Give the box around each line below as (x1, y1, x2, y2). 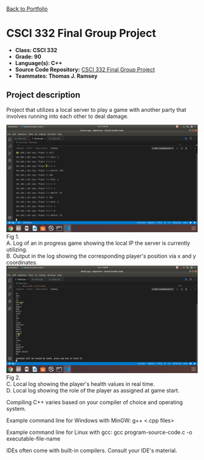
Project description (6, 90, 81, 100)
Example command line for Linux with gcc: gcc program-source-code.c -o (6, 428, 192, 436)
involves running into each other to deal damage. (6, 112, 129, 120)
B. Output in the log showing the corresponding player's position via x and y (6, 252, 196, 259)
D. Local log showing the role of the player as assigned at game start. (6, 386, 180, 394)
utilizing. (6, 245, 28, 253)
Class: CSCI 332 (15, 46, 58, 53)
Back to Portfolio (6, 5, 48, 12)
